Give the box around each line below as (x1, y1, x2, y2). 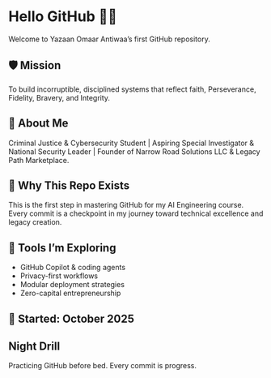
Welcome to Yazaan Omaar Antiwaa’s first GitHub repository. (8, 34, 210, 44)
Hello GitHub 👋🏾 (8, 7, 117, 26)
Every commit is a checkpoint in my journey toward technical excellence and (8, 208, 264, 218)
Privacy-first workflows (19, 271, 99, 281)
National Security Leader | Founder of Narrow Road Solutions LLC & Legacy (8, 146, 260, 157)
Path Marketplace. (8, 155, 70, 165)
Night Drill (8, 339, 61, 353)
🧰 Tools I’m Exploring (8, 241, 116, 255)
